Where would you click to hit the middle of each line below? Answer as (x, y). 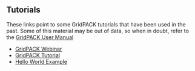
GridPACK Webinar (38, 49)
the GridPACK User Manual (40, 37)
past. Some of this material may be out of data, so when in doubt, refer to (98, 31)
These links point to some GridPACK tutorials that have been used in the (96, 24)
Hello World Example (41, 61)
